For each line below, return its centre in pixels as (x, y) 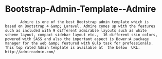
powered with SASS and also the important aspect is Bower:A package (77, 39)
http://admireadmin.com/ (30, 52)
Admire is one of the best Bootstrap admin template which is (85, 22)
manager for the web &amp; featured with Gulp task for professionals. (79, 43)
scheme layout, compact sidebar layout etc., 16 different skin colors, (81, 35)
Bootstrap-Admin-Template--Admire (81, 9)
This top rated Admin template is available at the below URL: (72, 47)
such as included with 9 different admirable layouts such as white (76, 30)
